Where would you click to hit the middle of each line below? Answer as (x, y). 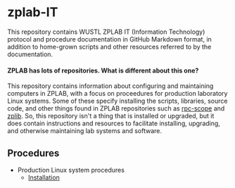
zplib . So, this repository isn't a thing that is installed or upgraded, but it (111, 116)
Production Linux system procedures (71, 170)
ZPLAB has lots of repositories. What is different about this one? (103, 70)
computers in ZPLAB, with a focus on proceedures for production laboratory (118, 94)
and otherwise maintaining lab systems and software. (84, 131)
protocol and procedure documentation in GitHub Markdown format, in (110, 39)
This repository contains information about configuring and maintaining (110, 86)
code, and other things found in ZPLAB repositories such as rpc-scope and (116, 108)
